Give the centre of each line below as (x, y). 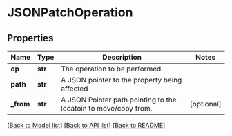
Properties (30, 38)
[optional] (205, 104)
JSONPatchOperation (70, 13)
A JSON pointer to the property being (122, 80)
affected (75, 89)
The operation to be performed (111, 69)
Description (122, 57)
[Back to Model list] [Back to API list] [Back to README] (86, 125)
